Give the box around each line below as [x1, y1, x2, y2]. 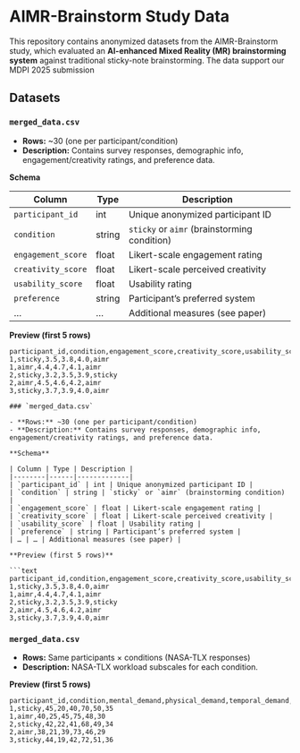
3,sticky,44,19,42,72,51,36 [9, 735, 114, 744]
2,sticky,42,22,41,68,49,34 [9, 719, 114, 729]
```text [9, 566, 38, 575]
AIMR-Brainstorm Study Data [9, 6, 230, 27]
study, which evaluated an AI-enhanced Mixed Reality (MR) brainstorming [9, 45, 287, 56]
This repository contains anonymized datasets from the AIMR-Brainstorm [9, 36, 279, 47]
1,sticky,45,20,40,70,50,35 [9, 704, 114, 713]
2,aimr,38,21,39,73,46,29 [9, 727, 105, 736]
